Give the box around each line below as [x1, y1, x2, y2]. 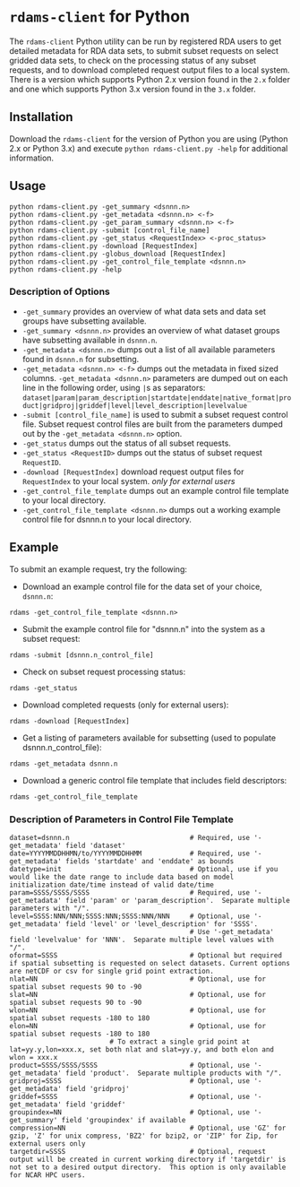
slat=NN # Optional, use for [9, 990, 267, 999]
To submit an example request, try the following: [9, 563, 188, 575]
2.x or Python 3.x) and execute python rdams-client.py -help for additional [9, 143, 288, 153]
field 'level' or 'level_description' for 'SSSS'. [65, 919, 258, 929]
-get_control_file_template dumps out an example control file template [21, 485, 289, 496]
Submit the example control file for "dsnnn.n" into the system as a [21, 623, 266, 634]
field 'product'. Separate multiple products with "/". [65, 1069, 282, 1078]
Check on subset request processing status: [21, 666, 186, 677]
